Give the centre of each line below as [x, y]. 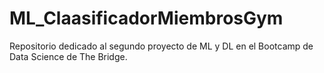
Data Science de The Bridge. [68, 56]
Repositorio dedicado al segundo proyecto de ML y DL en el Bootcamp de [161, 46]
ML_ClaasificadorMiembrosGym [146, 18]
